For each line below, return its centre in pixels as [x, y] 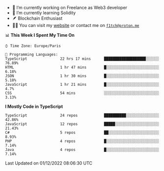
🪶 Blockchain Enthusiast [37, 18]
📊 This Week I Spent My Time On [40, 35]
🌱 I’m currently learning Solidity [44, 13]
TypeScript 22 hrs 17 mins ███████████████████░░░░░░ [82, 59]
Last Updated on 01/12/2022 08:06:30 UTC [49, 163]
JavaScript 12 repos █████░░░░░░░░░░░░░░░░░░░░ [82, 124]
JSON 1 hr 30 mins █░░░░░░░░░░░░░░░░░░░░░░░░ [82, 76]
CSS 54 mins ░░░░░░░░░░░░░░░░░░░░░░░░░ [82, 93]
